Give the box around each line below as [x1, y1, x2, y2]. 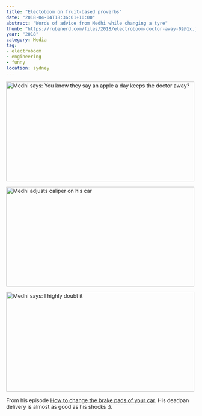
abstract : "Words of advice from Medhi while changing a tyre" [6, 20, 168, 26]
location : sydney [6, 65, 50, 71]
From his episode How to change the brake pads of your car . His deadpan [6, 397, 189, 404]
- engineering [6, 54, 42, 60]
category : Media [6, 37, 47, 43]
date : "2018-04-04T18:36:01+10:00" [6, 14, 96, 20]
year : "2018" [6, 31, 39, 37]
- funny [6, 59, 26, 65]
